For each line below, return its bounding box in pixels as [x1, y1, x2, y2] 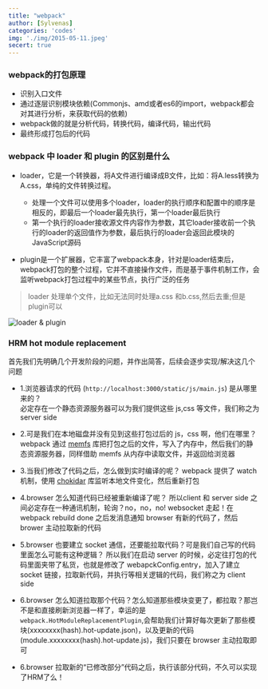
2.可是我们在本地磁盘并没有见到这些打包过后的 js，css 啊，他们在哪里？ [19, 429, 257, 439]
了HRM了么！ [19, 672, 65, 682]
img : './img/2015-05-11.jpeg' [8, 34, 109, 42]
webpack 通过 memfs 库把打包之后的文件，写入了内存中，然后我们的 [19, 439, 246, 448]
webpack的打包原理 [8, 70, 86, 81]
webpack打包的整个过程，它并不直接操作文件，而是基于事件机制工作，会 [19, 265, 260, 274]
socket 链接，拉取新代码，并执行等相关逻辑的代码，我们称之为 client [19, 570, 246, 579]
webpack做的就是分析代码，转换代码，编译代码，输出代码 [19, 119, 211, 129]
